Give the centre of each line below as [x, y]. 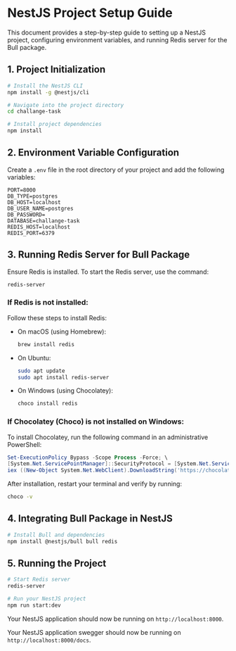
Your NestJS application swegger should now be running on [94, 632]
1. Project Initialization [57, 69]
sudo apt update [41, 371]
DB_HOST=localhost [34, 202]
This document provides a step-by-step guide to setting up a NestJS [106, 32]
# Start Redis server [39, 580]
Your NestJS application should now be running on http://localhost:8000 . [116, 619]
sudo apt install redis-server [63, 377]
